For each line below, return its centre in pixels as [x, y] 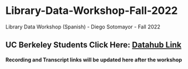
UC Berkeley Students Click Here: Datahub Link [94, 45]
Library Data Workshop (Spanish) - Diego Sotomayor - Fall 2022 [83, 27]
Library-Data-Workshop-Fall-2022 [92, 11]
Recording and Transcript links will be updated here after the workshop [94, 60]
